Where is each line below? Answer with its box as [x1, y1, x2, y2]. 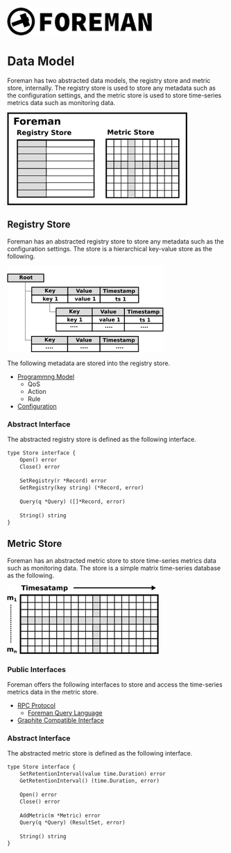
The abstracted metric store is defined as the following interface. [7, 749, 193, 758]
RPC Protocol [17, 701, 55, 710]
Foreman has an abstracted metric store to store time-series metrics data [7, 556, 216, 564]
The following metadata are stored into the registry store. [7, 359, 171, 367]
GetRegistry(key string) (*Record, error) [19, 484, 144, 491]
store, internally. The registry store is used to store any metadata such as [7, 83, 216, 92]
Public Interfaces [7, 664, 67, 674]
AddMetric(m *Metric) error [19, 812, 101, 820]
